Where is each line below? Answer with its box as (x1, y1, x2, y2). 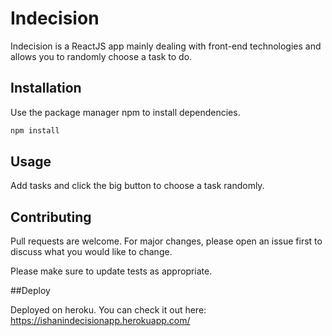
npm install (10, 125, 60, 136)
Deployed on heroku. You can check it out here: (10, 304, 207, 316)
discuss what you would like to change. (10, 246, 173, 258)
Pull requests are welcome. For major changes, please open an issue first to (10, 235, 323, 247)
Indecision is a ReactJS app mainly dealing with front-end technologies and (10, 40, 322, 52)
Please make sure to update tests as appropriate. (10, 265, 213, 277)
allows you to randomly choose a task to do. (10, 50, 193, 62)
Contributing (10, 208, 92, 226)
